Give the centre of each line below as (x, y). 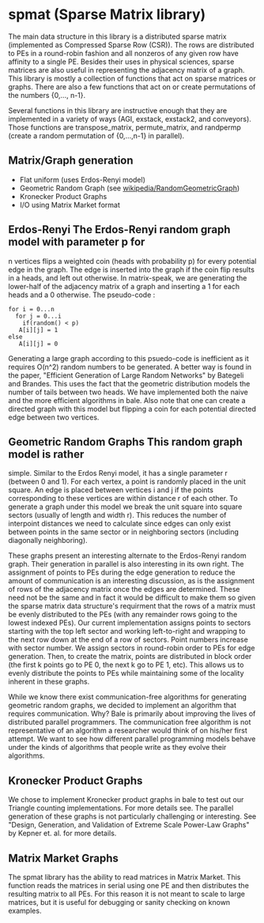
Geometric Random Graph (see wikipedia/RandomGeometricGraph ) (130, 188)
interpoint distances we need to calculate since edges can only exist (120, 524)
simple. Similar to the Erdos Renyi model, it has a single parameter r (118, 473)
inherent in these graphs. (49, 682)
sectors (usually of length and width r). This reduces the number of (117, 515)
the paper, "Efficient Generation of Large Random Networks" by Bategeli (126, 375)
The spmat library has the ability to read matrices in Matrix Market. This (124, 877)
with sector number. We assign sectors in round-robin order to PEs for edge (132, 648)
